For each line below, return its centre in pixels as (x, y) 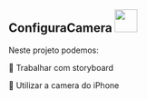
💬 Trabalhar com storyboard (61, 67)
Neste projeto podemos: (54, 50)
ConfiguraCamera (60, 28)
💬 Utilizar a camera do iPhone (64, 85)
